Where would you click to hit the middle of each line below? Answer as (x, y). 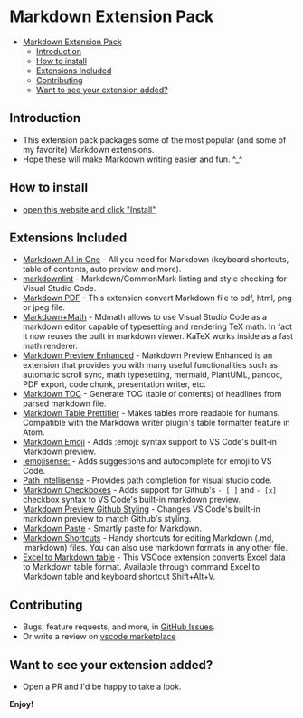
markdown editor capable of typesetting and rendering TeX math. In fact (157, 326)
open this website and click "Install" (89, 209)
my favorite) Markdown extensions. (88, 149)
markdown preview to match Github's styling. (107, 519)
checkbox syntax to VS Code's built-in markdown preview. (132, 500)
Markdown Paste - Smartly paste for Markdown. (112, 529)
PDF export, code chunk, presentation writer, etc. (114, 384)
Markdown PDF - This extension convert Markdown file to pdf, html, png (157, 298)
